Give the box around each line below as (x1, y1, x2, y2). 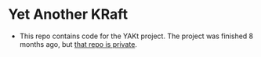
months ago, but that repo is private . (19, 39, 137, 48)
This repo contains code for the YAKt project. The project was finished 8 (19, 31, 254, 41)
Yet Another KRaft (8, 5, 128, 23)
